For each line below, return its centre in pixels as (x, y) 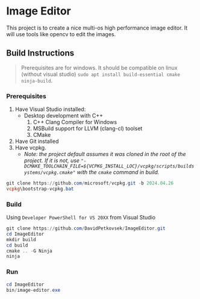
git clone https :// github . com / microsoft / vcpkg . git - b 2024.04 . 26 (90, 183)
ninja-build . (37, 80)
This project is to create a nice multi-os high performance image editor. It (97, 28)
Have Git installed (37, 141)
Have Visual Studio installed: (50, 109)
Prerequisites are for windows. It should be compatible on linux (99, 68)
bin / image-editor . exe (33, 290)
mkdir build (21, 239)
